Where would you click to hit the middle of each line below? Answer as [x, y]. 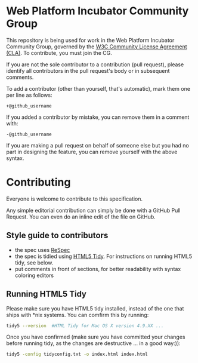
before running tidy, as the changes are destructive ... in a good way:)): [93, 343]
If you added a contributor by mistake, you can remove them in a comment [98, 117]
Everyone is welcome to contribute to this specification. [75, 199]
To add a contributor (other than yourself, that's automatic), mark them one [98, 88]
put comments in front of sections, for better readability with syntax [98, 269]
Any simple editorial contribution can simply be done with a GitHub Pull [93, 210]
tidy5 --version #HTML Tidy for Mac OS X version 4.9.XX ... [85, 326]
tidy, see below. [34, 262]
